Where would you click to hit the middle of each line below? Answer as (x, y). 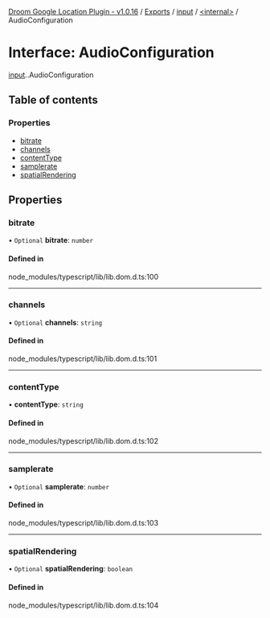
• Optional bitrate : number (51, 240)
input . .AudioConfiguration (51, 75)
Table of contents (53, 100)
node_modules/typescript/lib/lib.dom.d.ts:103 (84, 523)
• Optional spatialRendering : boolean (71, 569)
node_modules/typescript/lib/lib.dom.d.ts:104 (84, 605)
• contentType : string (46, 404)
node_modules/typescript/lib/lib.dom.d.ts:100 (84, 276)
